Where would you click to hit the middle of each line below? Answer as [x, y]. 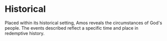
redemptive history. [25, 33]
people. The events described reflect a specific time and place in [71, 28]
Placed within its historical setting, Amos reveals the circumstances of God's [83, 23]
